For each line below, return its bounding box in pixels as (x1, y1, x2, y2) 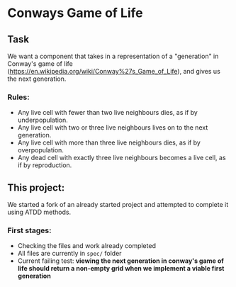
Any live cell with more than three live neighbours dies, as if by (17, 138, 201, 147)
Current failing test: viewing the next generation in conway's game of (17, 257, 225, 265)
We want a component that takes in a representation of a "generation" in (7, 52, 219, 60)
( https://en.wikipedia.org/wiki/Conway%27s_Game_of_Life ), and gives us (7, 67, 221, 75)
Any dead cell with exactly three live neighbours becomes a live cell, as (17, 154, 226, 162)
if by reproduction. (17, 161, 72, 169)
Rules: (7, 92, 30, 102)
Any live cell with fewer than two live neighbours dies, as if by (17, 108, 198, 117)
